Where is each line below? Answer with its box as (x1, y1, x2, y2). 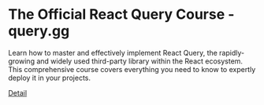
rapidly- (219, 48, 245, 57)
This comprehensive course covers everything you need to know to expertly (8, 64, 256, 74)
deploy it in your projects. (8, 73, 91, 82)
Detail (8, 88, 28, 97)
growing (8, 56, 35, 66)
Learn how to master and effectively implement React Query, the (8, 48, 218, 57)
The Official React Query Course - (8, 5, 235, 24)
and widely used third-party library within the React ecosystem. (36, 56, 243, 66)
